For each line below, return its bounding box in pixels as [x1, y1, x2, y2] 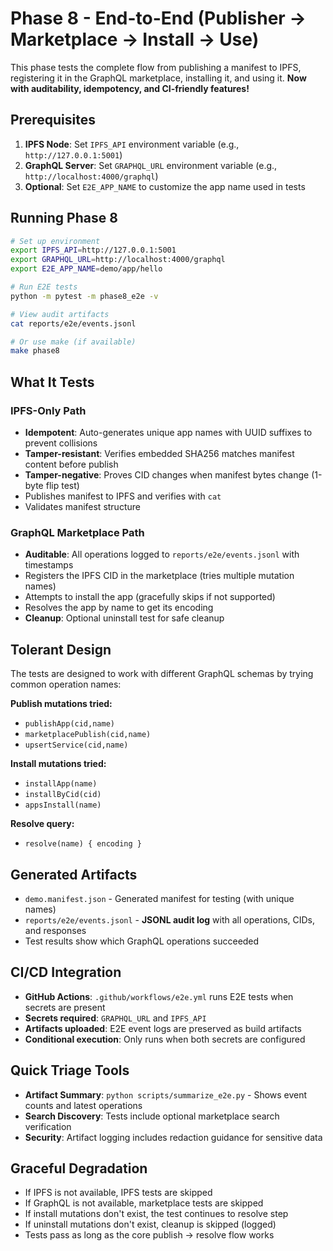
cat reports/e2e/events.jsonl [10, 318, 137, 329]
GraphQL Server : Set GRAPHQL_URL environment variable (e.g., [24, 159, 278, 171]
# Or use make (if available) [10, 337, 137, 347]
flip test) [45, 480, 80, 491]
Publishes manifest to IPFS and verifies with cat [24, 490, 222, 502]
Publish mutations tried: [10, 698, 113, 710]
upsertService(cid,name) [24, 740, 129, 751]
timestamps [24, 559, 74, 571]
